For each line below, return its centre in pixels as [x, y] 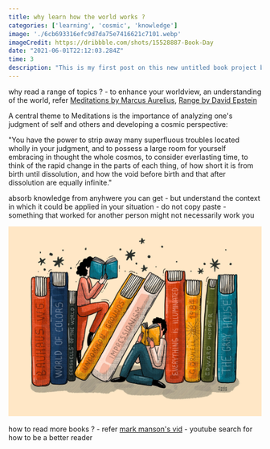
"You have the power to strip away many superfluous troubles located [124, 140]
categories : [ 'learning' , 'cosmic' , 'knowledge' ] [93, 25]
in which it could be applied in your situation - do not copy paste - [117, 206]
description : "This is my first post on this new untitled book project [133, 68]
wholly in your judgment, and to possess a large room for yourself [117, 148]
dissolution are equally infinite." [60, 182]
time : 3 [21, 59]
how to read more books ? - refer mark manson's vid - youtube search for [131, 429]
